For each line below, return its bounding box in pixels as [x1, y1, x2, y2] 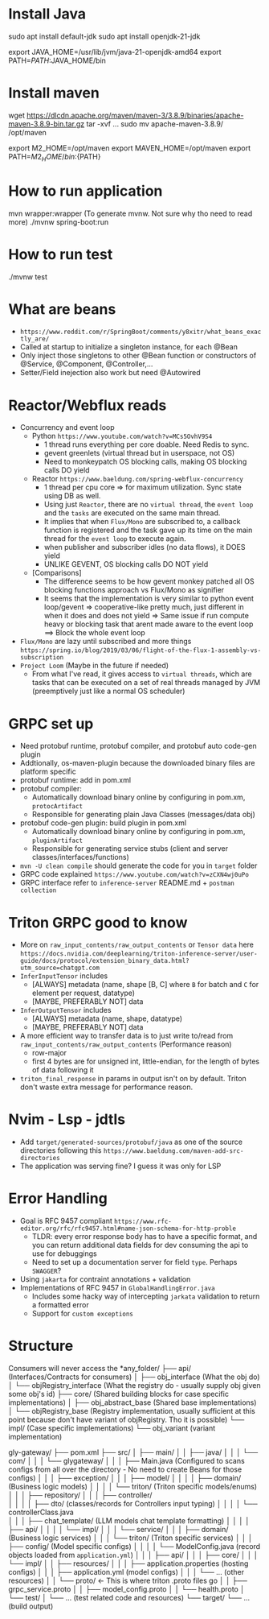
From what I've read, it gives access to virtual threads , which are [31, 669, 252, 679]
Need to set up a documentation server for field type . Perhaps [31, 1258, 238, 1267]
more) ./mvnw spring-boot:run [8, 217, 109, 226]
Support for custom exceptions [31, 1309, 134, 1319]
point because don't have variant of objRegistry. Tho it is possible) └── [8, 1415, 245, 1425]
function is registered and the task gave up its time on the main [43, 525, 253, 535]
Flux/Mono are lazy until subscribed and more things [19, 637, 192, 646]
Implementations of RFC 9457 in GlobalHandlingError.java [19, 1283, 215, 1293]
